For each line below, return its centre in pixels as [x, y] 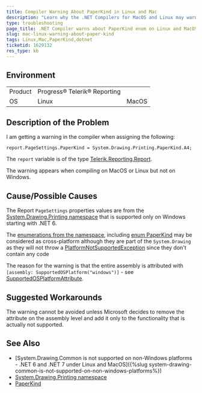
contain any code [28, 254]
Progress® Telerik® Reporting [79, 91]
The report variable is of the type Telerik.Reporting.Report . [79, 159]
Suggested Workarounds [54, 297]
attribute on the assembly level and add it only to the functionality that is [96, 318]
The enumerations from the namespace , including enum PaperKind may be [99, 235]
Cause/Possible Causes [52, 196]
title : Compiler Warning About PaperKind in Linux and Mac [82, 12]
